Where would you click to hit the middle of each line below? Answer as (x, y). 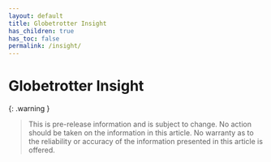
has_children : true (41, 31)
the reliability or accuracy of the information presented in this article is (146, 142)
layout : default (36, 16)
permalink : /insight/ (45, 46)
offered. (41, 150)
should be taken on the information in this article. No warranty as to (141, 133)
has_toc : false (34, 38)
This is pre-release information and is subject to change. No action (140, 124)
